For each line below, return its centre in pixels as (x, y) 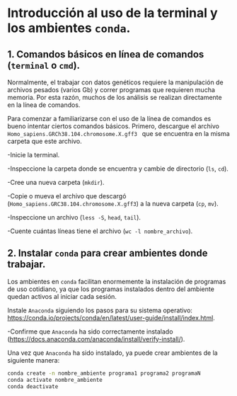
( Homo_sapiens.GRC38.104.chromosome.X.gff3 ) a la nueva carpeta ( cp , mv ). (113, 204)
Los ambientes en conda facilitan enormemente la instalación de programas (117, 281)
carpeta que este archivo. (45, 141)
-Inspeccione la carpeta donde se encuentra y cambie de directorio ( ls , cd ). (118, 169)
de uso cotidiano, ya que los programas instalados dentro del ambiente (111, 289)
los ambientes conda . (69, 28)
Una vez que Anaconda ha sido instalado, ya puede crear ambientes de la (112, 353)
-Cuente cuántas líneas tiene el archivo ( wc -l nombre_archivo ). (100, 231)
